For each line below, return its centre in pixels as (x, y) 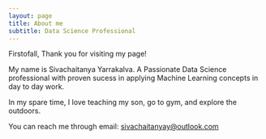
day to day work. (36, 86)
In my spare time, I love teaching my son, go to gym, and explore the (123, 103)
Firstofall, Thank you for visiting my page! (78, 54)
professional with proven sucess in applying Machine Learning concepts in (133, 78)
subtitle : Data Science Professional (72, 31)
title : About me (36, 23)
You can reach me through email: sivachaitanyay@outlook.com (114, 127)
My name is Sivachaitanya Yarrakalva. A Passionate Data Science (118, 69)
